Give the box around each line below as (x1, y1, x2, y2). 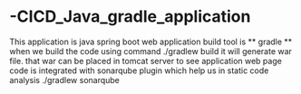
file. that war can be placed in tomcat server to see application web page (9, 55, 283, 66)
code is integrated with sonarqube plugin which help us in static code (9, 65, 269, 76)
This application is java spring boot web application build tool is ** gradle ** (9, 36, 293, 47)
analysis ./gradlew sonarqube (9, 74, 121, 85)
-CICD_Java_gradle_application (9, 6, 251, 27)
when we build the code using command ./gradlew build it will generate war (9, 45, 293, 56)
